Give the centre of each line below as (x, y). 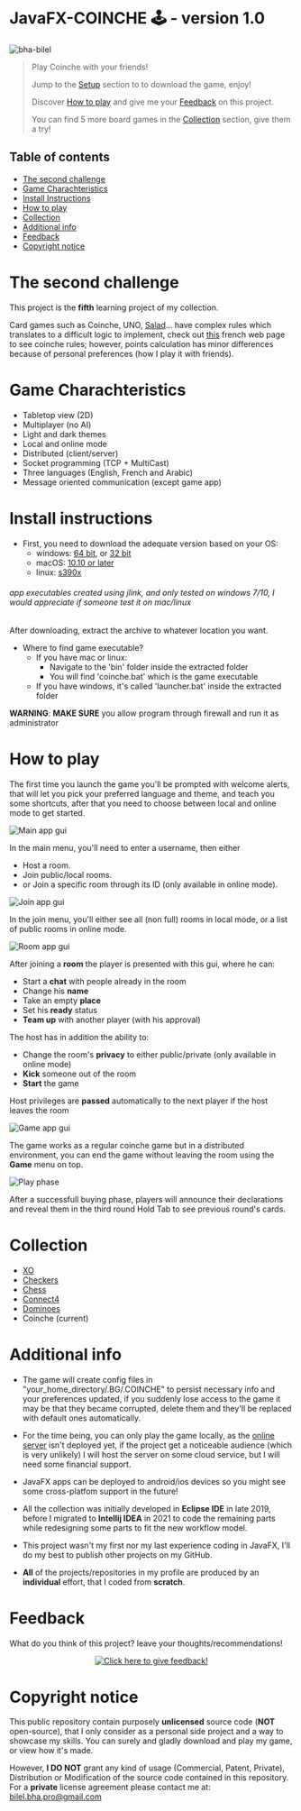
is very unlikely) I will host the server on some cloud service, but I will (151, 1454)
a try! (41, 129)
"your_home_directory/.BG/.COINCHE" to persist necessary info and (149, 1389)
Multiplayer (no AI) (57, 425)
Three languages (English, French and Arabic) (108, 472)
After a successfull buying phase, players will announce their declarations (146, 1199)
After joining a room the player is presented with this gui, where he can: (142, 964)
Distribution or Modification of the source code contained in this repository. (149, 1778)
